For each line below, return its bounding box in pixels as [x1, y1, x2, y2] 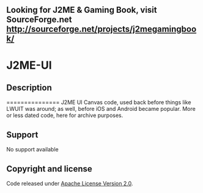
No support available [6, 146, 59, 153]
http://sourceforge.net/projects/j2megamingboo [6, 24, 197, 34]
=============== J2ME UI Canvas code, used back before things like [6, 99, 191, 106]
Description [6, 82, 52, 93]
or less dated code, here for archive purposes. [6, 112, 124, 119]
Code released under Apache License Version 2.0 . [6, 180, 133, 187]
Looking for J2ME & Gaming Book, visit [6, 5, 157, 15]
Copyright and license [6, 164, 93, 174]
